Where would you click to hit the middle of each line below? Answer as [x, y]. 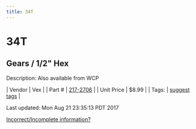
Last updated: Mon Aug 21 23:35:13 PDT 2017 [63, 107]
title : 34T [20, 12]
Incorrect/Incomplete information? [49, 119]
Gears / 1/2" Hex [38, 64]
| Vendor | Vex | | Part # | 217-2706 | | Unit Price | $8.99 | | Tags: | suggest [98, 89]
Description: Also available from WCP [53, 78]
